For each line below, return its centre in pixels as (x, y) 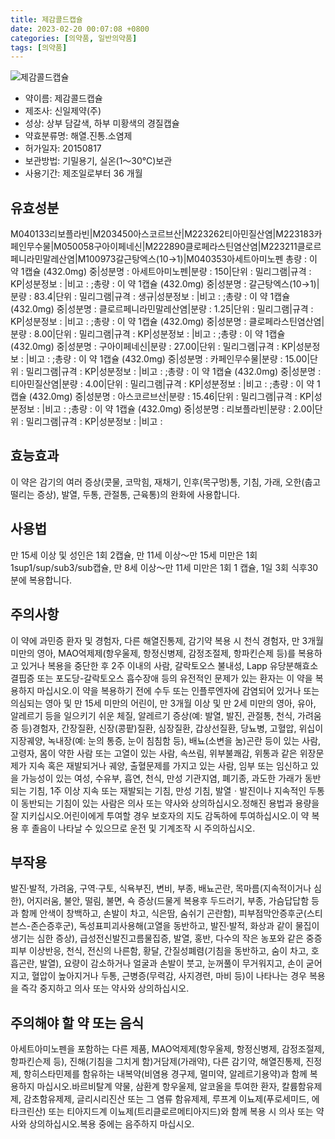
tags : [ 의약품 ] (39, 47)
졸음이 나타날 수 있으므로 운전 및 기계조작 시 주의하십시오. (143, 828)
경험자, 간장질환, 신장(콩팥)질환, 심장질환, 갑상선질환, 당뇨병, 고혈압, (164, 728)
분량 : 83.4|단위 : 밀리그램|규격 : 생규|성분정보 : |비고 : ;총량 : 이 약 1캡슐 (150, 297)
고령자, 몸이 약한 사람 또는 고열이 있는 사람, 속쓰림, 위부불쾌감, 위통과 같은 (154, 753)
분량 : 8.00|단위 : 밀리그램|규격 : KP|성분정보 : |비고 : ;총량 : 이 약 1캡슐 (148, 334)
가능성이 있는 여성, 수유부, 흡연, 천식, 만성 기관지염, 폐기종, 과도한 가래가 (161, 778)
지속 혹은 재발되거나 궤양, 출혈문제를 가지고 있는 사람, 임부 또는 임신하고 (168, 765)
